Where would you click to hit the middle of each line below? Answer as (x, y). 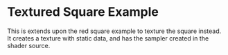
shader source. (29, 45)
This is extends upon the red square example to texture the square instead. (114, 31)
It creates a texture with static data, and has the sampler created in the (108, 38)
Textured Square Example (83, 12)
